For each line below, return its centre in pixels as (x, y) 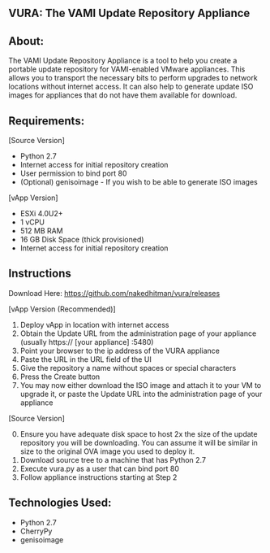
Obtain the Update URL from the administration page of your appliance (138, 333)
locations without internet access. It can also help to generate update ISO (131, 87)
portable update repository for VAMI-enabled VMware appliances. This (127, 69)
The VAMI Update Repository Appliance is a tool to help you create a (123, 61)
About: (26, 41)
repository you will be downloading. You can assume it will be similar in (139, 442)
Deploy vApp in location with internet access (94, 324)
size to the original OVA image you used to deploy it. (107, 451)
